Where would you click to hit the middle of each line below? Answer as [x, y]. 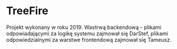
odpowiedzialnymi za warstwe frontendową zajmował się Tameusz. [89, 40]
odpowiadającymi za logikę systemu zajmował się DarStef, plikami [87, 33]
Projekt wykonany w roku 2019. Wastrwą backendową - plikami [84, 27]
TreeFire [27, 11]
